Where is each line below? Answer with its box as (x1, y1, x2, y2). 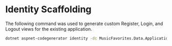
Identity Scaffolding (5, 4, 92, 15)
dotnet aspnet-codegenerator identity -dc (5, 36, 97, 41)
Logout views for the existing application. (5, 26, 92, 32)
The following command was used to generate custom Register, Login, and (5, 20, 163, 27)
